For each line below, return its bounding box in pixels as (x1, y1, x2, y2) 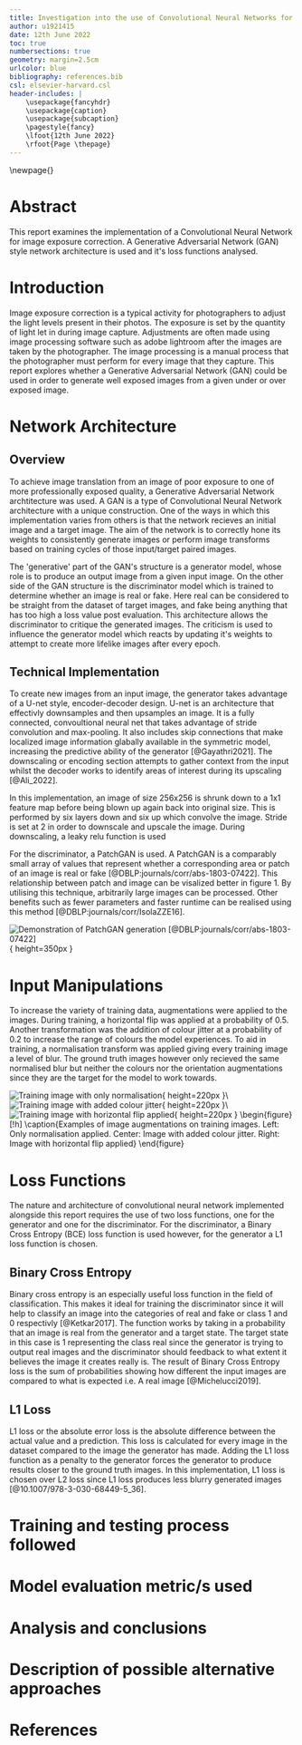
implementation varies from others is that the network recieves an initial (9, 514, 277, 526)
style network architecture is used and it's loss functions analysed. (9, 246, 259, 257)
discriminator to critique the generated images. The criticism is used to (9, 618, 273, 630)
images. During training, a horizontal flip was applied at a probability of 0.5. (9, 1014, 289, 1025)
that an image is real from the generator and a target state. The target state (9, 1327, 289, 1338)
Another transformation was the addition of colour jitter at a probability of (9, 1024, 282, 1035)
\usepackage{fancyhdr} (25, 97, 111, 107)
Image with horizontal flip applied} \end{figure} (9, 1139, 185, 1149)
